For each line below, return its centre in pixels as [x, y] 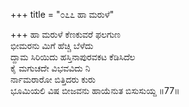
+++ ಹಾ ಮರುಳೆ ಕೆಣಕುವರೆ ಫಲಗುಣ [66, 34]
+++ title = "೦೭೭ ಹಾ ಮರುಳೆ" [62, 14]
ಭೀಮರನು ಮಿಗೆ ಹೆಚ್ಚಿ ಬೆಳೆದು [52, 45]
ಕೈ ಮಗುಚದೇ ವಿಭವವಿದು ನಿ [50, 68]
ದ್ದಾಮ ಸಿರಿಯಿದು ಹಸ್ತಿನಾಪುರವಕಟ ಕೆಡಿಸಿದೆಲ [73, 57]
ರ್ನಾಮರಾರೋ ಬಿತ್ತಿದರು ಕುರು [53, 79]
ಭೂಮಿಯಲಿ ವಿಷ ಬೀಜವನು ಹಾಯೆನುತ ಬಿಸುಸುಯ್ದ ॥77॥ [95, 90]
